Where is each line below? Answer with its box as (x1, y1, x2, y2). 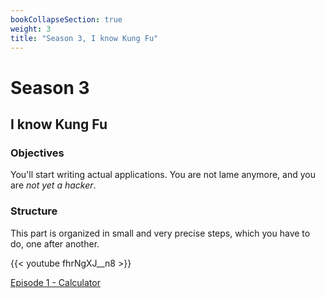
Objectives (10, 146, 65, 160)
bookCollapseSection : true (10, 14, 123, 25)
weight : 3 (10, 24, 52, 34)
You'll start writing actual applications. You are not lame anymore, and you (10, 169, 317, 181)
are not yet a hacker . (10, 179, 97, 191)
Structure (10, 204, 58, 218)
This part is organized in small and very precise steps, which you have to (10, 227, 311, 239)
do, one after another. (10, 237, 100, 250)
